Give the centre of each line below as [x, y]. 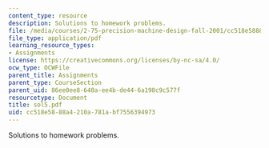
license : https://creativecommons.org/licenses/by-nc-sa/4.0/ [114, 61]
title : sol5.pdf [35, 105]
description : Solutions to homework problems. [87, 23]
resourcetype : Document [48, 98]
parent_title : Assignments [53, 75]
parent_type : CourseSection [55, 82]
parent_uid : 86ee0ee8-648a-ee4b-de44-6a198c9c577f [94, 90]
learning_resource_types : [51, 46]
